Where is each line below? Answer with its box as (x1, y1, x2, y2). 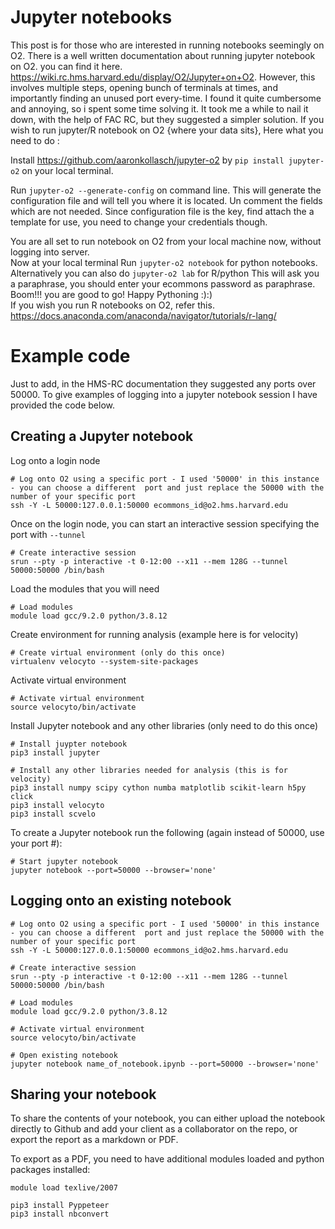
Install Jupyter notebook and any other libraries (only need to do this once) (10, 719, 319, 731)
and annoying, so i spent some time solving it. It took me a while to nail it (10, 102, 309, 115)
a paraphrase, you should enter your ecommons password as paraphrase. (10, 277, 316, 290)
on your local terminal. (21, 164, 114, 176)
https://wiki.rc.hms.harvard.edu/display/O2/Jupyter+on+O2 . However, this (10, 71, 316, 83)
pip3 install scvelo (10, 809, 97, 819)
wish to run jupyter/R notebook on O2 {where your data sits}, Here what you (10, 124, 324, 136)
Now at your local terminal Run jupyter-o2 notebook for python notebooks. (10, 256, 318, 268)
